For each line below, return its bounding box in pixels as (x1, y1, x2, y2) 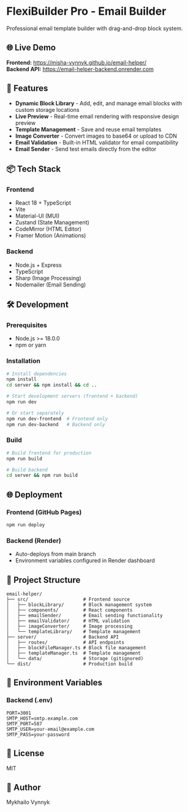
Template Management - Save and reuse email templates (15, 125, 162, 133)
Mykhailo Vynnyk (6, 798, 50, 806)
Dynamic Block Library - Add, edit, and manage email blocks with (15, 100, 182, 107)
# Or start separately (6, 410, 64, 416)
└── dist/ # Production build (6, 661, 133, 667)
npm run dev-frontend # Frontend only (6, 416, 108, 422)
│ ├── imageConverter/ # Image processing (6, 623, 133, 629)
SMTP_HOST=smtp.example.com (6, 715, 78, 722)
